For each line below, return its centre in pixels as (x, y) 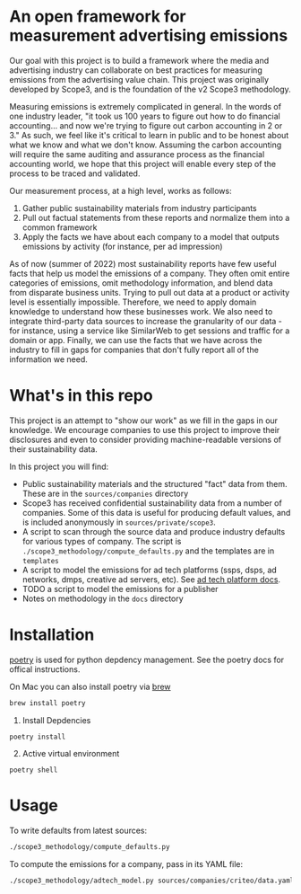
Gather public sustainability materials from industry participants (139, 208)
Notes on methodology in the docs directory (103, 598)
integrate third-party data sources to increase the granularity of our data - (146, 321)
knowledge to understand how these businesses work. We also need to (141, 311)
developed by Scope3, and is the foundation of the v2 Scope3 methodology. (150, 89)
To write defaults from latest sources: (78, 830)
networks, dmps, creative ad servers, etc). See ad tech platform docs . (151, 579)
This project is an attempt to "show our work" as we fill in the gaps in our (144, 420)
